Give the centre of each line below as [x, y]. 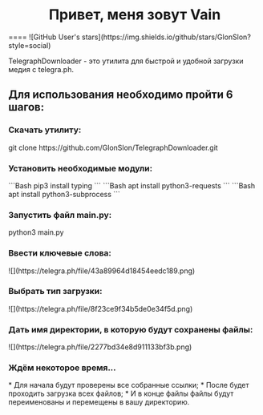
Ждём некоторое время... [62, 368]
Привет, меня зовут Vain [135, 15]
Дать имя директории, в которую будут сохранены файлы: [131, 329]
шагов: [26, 107]
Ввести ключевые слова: [60, 253]
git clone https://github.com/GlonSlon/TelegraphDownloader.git [113, 147]
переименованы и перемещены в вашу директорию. [99, 402]
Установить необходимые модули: [81, 168]
